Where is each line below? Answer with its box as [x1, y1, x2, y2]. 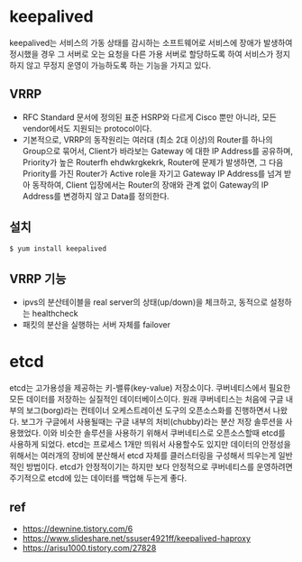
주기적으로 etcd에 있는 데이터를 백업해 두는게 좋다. [9, 473, 188, 484]
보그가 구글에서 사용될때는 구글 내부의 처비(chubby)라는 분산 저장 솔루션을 [21, 417, 284, 428]
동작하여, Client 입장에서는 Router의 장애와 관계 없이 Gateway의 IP [32, 179, 269, 190]
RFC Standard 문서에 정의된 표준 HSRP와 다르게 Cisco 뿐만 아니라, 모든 [22, 111, 277, 123]
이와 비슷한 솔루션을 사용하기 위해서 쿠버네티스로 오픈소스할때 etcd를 [42, 428, 286, 438]
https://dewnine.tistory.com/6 [22, 523, 133, 534]
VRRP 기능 [9, 271, 67, 286]
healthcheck [32, 309, 78, 319]
